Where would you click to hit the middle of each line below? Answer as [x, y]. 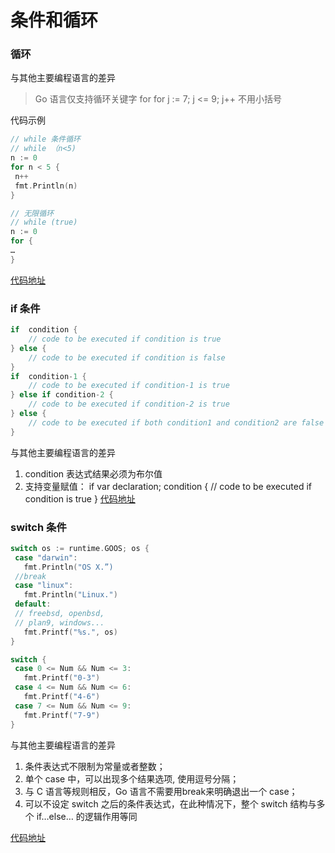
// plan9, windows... [59, 622]
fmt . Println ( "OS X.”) [68, 567]
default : [33, 604]
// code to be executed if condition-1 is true [129, 386]
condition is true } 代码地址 [80, 498]
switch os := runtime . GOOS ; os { [80, 548]
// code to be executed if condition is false [127, 357]
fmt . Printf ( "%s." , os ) [70, 632]
